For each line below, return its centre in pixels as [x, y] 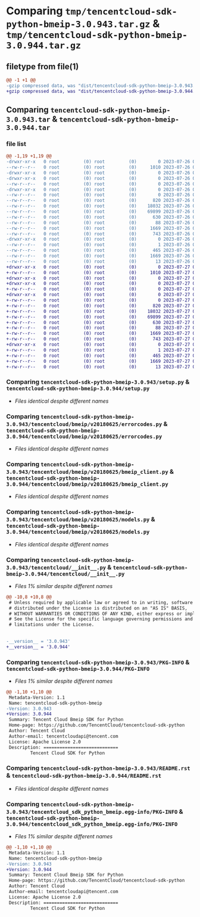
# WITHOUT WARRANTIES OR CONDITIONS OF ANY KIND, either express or [96, 614]
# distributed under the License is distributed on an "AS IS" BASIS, [98, 608]
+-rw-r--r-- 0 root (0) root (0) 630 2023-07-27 [98, 322]
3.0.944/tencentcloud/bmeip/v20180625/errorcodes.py [84, 436]
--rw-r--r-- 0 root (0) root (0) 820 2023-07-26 [98, 201]
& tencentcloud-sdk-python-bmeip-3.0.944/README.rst [84, 776]
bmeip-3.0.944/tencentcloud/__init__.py [65, 574]
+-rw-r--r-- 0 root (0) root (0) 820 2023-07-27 [98, 306]
